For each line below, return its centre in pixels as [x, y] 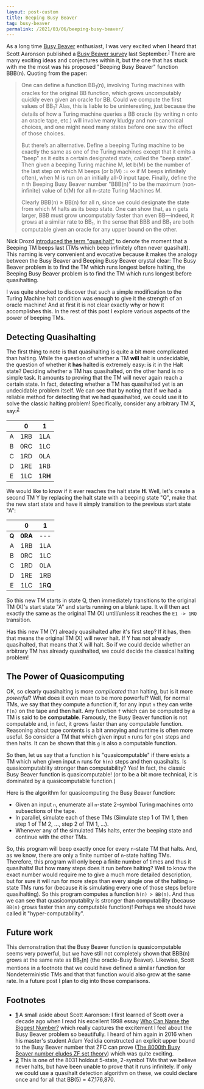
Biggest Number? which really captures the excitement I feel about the [104, 1028]
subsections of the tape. [46, 811]
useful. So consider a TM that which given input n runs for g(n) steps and [98, 736]
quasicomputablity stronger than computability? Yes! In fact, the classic [96, 768]
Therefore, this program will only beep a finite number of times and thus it [99, 861]
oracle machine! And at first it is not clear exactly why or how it [85, 305]
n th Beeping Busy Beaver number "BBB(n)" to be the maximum [101, 184]
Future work [30, 932]
